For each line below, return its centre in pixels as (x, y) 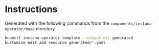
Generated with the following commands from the (57, 23)
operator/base (20, 29)
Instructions (31, 9)
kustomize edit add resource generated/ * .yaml (55, 42)
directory (46, 28)
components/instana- (132, 24)
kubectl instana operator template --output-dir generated (69, 38)
